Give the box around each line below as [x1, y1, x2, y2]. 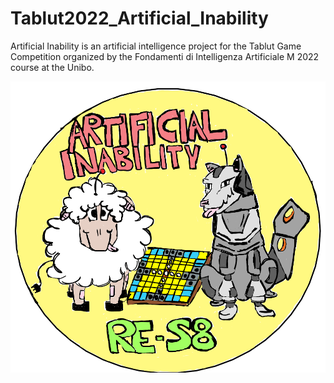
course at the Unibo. [10, 61, 95, 73]
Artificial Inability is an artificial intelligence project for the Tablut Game [10, 40, 302, 52]
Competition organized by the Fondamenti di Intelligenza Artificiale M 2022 [10, 50, 320, 62]
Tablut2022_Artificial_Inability [10, 7, 269, 30]
